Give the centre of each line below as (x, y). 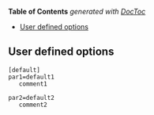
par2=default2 (32, 98)
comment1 (33, 84)
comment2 (33, 105)
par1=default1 (32, 77)
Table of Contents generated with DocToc (77, 11)
